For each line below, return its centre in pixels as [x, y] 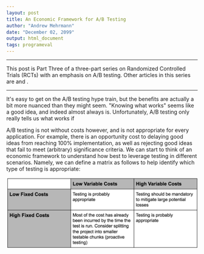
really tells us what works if [40, 118]
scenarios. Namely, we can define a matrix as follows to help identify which [100, 162]
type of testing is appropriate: [43, 169]
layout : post [23, 13]
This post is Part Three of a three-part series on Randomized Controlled [96, 69]
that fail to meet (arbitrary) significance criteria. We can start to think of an [99, 149]
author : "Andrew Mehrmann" [40, 26]
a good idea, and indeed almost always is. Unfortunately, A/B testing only [98, 112]
